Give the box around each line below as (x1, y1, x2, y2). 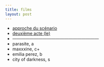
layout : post (5, 12, 32, 17)
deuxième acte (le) (12, 30, 51, 36)
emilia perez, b (12, 51, 43, 57)
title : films (5, 7, 32, 12)
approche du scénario (12, 25, 58, 31)
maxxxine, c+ (12, 46, 40, 52)
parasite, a (12, 41, 34, 46)
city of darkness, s (12, 56, 50, 62)
